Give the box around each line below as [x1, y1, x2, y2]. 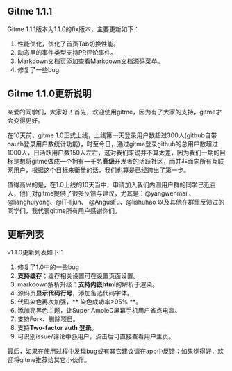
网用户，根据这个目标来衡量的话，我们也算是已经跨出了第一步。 [7, 166, 190, 174]
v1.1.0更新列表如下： [7, 248, 65, 257]
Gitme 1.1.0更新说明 [7, 88, 92, 100]
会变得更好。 [7, 116, 44, 124]
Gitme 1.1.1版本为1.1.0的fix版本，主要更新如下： [7, 24, 140, 33]
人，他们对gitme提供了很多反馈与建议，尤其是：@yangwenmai [7, 189, 188, 197]
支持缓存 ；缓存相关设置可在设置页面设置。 [17, 272, 140, 280]
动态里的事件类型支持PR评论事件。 [17, 48, 117, 56]
